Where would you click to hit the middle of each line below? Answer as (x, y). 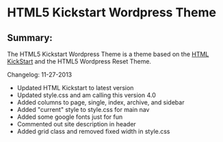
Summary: (30, 38)
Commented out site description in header (77, 124)
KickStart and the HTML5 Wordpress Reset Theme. (79, 61)
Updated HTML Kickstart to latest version (75, 88)
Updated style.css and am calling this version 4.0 (86, 95)
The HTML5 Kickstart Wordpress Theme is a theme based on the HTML (108, 54)
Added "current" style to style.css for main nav (83, 110)
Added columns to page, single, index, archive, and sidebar (101, 102)
